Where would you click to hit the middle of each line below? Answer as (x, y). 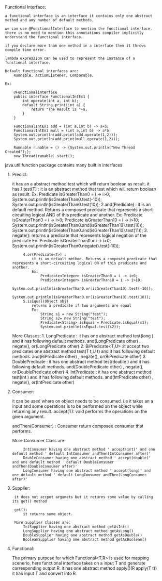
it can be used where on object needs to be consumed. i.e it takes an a (82, 401)
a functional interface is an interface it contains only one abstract (79, 16)
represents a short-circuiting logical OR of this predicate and (79, 263)
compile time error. (26, 50)
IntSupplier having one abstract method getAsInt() (76, 527)
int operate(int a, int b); (51, 101)
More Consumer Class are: (39, 440)
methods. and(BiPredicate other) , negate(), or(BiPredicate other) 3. (79, 357)
